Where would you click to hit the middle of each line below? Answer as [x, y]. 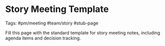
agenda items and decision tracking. [43, 38]
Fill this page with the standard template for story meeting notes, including [83, 32]
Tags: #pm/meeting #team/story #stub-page [52, 23]
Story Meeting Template [57, 9]
